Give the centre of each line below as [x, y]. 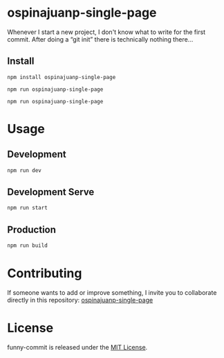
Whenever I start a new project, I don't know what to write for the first [106, 32]
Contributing [45, 274]
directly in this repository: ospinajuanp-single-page [80, 300]
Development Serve [51, 192]
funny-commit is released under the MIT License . [77, 347]
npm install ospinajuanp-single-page [62, 77]
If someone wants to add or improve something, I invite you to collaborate [112, 292]
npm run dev [24, 170]
